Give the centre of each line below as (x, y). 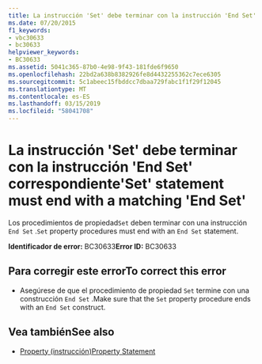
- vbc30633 (26, 38)
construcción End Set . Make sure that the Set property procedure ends (135, 298)
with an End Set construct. (63, 307)
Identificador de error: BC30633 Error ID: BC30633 (92, 246)
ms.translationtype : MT (47, 89)
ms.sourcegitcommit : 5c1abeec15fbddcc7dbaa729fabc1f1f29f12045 (115, 82)
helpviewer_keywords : (44, 52)
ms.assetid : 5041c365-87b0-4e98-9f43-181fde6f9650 (93, 67)
